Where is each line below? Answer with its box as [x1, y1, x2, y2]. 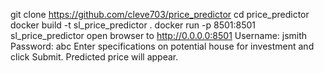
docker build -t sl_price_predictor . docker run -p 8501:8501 [10, 19, 257, 31]
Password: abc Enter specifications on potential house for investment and [10, 40, 315, 52]
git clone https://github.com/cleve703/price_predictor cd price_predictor [10, 9, 310, 20]
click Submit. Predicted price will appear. [10, 51, 179, 63]
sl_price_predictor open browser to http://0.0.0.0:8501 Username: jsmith [10, 30, 308, 41]
